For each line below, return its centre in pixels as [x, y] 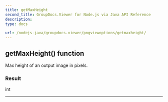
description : [19, 19]
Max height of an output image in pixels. [46, 65]
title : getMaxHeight [27, 10]
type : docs [16, 24]
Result [13, 78]
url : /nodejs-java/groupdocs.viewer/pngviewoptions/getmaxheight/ [76, 33]
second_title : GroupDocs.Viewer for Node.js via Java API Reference [78, 15]
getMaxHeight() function [45, 53]
